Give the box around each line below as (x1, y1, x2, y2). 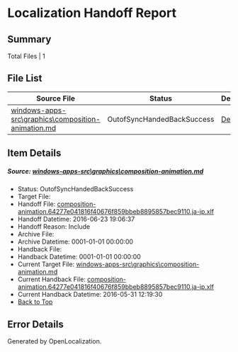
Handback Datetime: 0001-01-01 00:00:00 (17, 253, 142, 261)
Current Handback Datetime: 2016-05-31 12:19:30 (17, 290, 163, 299)
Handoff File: (17, 200, 56, 208)
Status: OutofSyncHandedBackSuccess (17, 185, 134, 193)
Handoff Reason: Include (17, 222, 91, 231)
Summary (7, 33, 52, 45)
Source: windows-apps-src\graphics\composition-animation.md (7, 166, 204, 175)
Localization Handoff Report (7, 5, 177, 21)
